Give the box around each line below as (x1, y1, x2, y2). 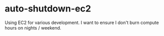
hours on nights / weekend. (5, 24, 61, 30)
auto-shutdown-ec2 (5, 3, 92, 14)
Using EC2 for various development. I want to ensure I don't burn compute (5, 19, 159, 25)
